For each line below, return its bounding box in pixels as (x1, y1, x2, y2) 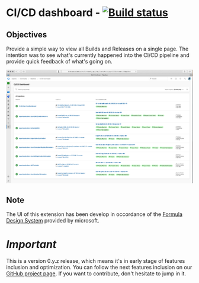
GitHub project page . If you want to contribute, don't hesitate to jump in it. (6, 270, 187, 277)
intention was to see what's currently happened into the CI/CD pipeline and (6, 52, 190, 59)
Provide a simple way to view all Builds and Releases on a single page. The (6, 45, 189, 52)
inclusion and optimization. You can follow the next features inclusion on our (6, 264, 192, 271)
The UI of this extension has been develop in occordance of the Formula (6, 211, 182, 218)
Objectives (6, 30, 47, 40)
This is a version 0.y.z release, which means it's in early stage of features (6, 257, 185, 265)
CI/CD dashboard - (6, 6, 101, 20)
